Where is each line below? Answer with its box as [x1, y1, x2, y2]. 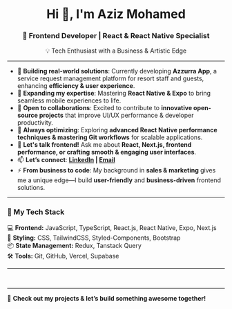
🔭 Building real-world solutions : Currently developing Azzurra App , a [17, 67, 217, 76]
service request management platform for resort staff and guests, [17, 74, 204, 82]
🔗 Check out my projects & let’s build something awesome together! [7, 294, 206, 302]
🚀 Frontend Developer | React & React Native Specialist [22, 31, 210, 41]
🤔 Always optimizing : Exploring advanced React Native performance [17, 126, 217, 134]
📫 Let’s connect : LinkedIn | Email [17, 156, 115, 164]
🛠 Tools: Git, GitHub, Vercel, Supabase [7, 251, 119, 260]
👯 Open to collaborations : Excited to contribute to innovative [17, 104, 193, 112]
